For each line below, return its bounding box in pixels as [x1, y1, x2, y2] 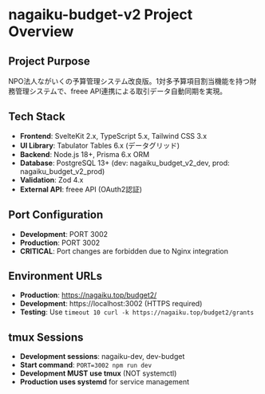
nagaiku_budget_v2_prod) [19, 166, 105, 176]
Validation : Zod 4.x [19, 175, 84, 184]
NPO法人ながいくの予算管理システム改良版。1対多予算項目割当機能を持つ [8, 77, 250, 85]
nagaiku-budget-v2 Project [8, 6, 193, 24]
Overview [8, 22, 74, 41]
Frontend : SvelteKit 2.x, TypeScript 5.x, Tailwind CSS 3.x [19, 131, 208, 140]
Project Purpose [8, 54, 90, 68]
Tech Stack [8, 110, 65, 124]
